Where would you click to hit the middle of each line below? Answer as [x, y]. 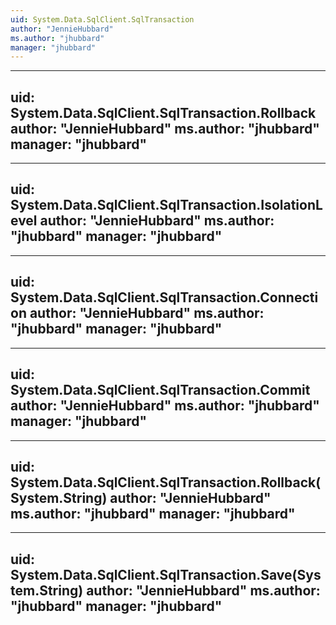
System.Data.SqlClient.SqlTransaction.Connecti [164, 297]
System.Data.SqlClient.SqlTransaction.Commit [160, 390]
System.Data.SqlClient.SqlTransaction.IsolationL [166, 205]
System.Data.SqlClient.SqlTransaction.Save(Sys [166, 574]
